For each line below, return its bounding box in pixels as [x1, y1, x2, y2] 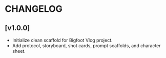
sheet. [12, 48, 26, 54]
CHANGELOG [5, 3, 63, 15]
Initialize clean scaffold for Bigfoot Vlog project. [12, 37, 113, 43]
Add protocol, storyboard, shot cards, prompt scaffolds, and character [12, 43, 161, 49]
